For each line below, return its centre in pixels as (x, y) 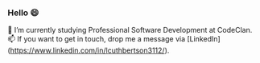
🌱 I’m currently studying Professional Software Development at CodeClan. (130, 30)
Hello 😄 (23, 13)
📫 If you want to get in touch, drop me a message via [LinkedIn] (114, 39)
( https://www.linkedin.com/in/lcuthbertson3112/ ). (89, 50)
